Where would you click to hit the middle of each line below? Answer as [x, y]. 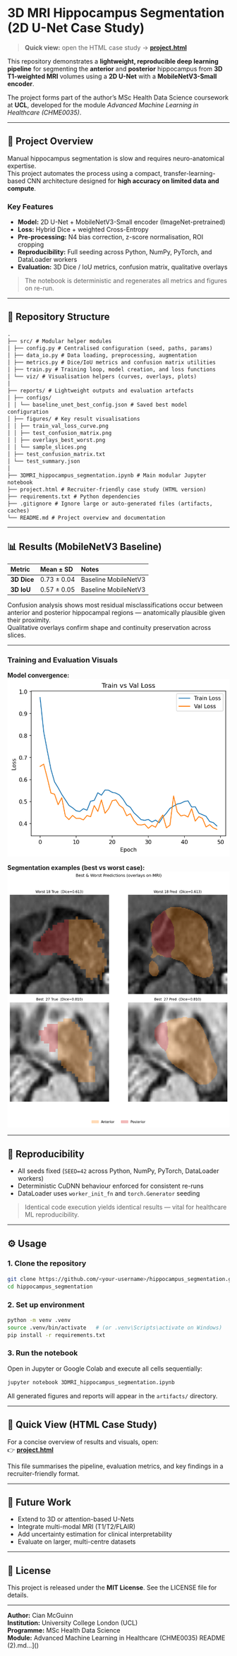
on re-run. [39, 288]
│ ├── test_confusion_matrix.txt [56, 454]
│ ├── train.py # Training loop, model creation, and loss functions [112, 369]
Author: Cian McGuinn [40, 1616]
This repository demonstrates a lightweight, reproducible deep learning [113, 61]
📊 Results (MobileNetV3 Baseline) [85, 547]
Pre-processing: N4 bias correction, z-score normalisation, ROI [110, 237]
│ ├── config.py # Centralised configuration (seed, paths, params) [110, 348]
